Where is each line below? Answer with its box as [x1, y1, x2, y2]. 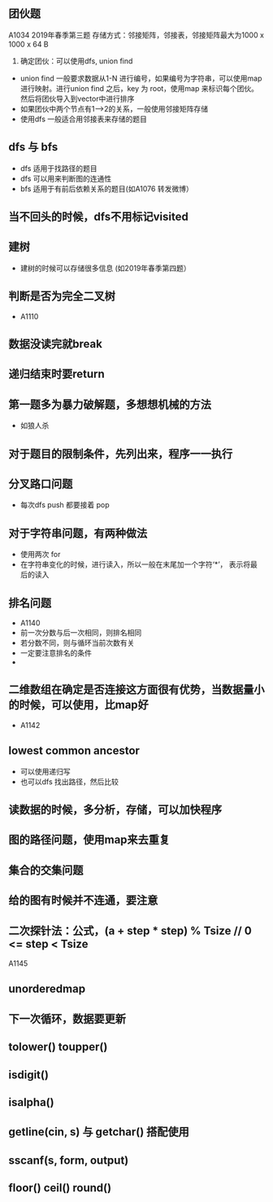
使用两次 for [19, 550, 61, 559]
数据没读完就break [8, 337, 103, 351]
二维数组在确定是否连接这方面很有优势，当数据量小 [8, 682, 265, 697]
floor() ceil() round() [8, 1181, 112, 1195]
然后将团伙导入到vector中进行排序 [19, 94, 135, 103]
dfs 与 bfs [8, 140, 58, 154]
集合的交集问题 [8, 863, 84, 877]
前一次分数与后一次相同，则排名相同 [19, 628, 142, 638]
